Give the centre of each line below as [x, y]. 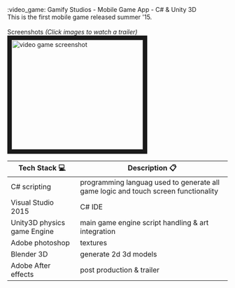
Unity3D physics [38, 222]
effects [22, 274]
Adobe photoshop [40, 243]
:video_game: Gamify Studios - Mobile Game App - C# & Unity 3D [102, 9]
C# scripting [31, 187]
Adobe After [31, 266]
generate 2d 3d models [119, 254]
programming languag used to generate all [150, 182]
